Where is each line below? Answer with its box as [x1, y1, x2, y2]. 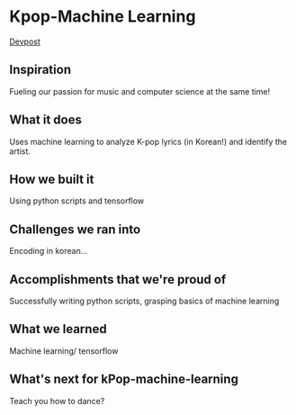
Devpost [9, 36, 40, 47]
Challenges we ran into [9, 221, 141, 237]
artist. [9, 146, 31, 157]
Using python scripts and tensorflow [9, 195, 145, 206]
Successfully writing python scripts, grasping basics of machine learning [9, 295, 280, 306]
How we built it [9, 171, 94, 186]
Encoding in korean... [9, 246, 88, 257]
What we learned [9, 321, 107, 337]
